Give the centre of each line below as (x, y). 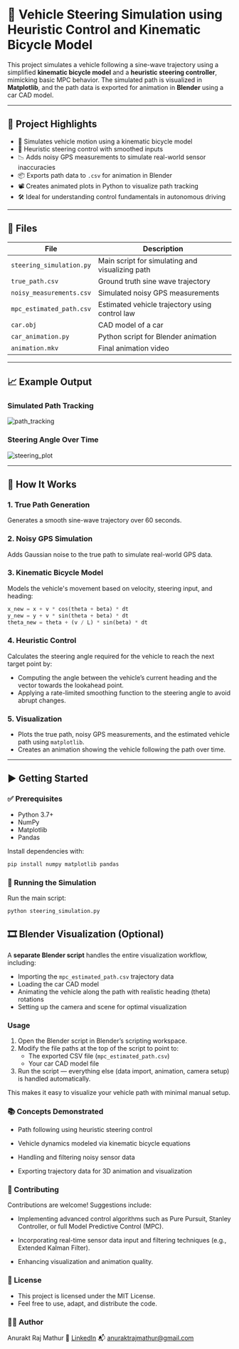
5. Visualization (35, 719)
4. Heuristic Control (42, 640)
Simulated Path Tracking (51, 405)
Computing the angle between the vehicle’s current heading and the (117, 677)
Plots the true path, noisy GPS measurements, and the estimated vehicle (123, 734)
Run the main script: (37, 898)
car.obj (24, 325)
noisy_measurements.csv (51, 293)
